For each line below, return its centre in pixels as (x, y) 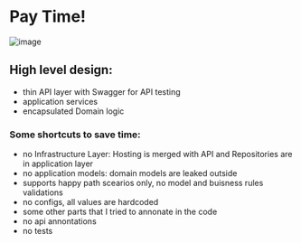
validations (42, 192)
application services (60, 101)
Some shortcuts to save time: (75, 135)
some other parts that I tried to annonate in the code (120, 212)
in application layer (57, 164)
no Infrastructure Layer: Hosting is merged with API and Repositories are (157, 154)
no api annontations (59, 221)
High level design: (61, 70)
